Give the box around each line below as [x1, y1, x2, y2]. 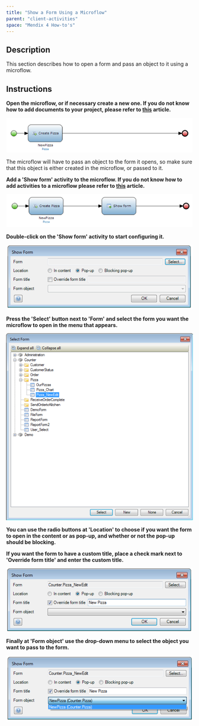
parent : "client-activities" [6, 15, 78, 22]
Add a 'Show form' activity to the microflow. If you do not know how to [6, 176, 182, 183]
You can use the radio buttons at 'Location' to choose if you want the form [6, 526, 192, 533]
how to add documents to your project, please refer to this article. [6, 106, 171, 113]
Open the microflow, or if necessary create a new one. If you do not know [6, 100, 190, 107]
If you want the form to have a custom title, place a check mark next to [6, 550, 182, 557]
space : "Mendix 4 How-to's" [6, 22, 76, 28]
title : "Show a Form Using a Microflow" [6, 9, 108, 15]
